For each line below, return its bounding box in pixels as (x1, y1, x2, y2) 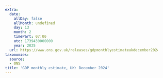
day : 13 (14, 25, 29, 30)
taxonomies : (5, 52, 29, 57)
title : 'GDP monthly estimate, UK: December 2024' (5, 66, 110, 71)
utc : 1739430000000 (14, 39, 53, 44)
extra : (5, 7, 18, 12)
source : (9, 57, 25, 62)
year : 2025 (14, 43, 36, 48)
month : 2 (14, 30, 32, 34)
